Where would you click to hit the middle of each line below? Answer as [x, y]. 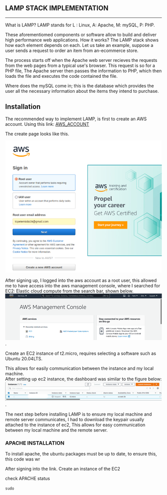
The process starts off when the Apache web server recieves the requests [81, 60]
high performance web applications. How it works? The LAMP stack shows [82, 40]
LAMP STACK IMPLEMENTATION [57, 8]
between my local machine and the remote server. [56, 430]
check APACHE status [28, 478]
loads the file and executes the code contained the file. [61, 76]
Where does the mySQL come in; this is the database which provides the [80, 86]
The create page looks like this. [37, 134]
